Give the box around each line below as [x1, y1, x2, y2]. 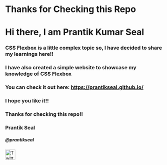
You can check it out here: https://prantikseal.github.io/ [5, 84, 144, 91]
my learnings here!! [5, 51, 54, 58]
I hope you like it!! [5, 97, 49, 104]
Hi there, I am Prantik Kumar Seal [5, 27, 144, 38]
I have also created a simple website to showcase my [5, 64, 136, 71]
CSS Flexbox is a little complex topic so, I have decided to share [5, 44, 162, 51]
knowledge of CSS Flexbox [5, 70, 72, 77]
